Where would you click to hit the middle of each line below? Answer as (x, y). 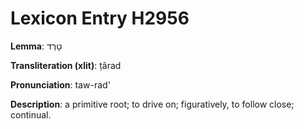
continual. (31, 114)
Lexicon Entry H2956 (100, 18)
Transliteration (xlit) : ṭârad (66, 65)
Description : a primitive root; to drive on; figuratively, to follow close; (152, 104)
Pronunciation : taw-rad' (60, 84)
